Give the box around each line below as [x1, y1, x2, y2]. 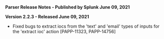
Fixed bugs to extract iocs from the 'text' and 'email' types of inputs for [12, 23, 159, 29]
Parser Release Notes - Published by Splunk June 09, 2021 [5, 4, 130, 10]
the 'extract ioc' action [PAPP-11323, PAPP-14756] [12, 29, 116, 34]
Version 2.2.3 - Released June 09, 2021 [5, 14, 89, 19]
